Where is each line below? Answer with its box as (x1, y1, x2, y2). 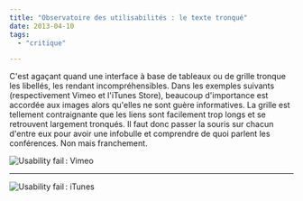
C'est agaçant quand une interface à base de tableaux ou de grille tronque (9, 71, 287, 82)
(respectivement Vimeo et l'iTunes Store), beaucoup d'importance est (9, 90, 269, 101)
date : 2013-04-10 (9, 22, 75, 31)
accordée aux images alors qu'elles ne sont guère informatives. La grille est (9, 100, 290, 111)
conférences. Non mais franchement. (9, 138, 148, 149)
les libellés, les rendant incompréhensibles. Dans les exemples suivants (9, 80, 275, 91)
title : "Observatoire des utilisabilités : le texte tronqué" (9, 13, 248, 23)
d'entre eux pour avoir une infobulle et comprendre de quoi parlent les (9, 128, 271, 140)
